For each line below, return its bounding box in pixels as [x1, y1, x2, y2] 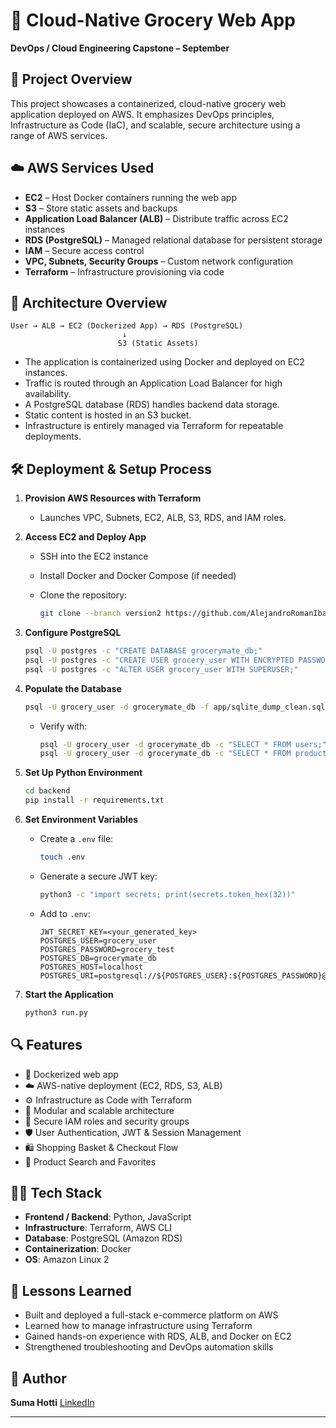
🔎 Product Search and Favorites [24, 1155, 157, 1168]
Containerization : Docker [24, 1243, 132, 1255]
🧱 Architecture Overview [10, 294, 168, 311]
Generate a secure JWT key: [39, 870, 158, 882]
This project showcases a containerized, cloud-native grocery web [10, 97, 287, 109]
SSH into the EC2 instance [39, 550, 149, 563]
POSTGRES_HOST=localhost [39, 962, 144, 972]
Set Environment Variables [24, 814, 139, 826]
